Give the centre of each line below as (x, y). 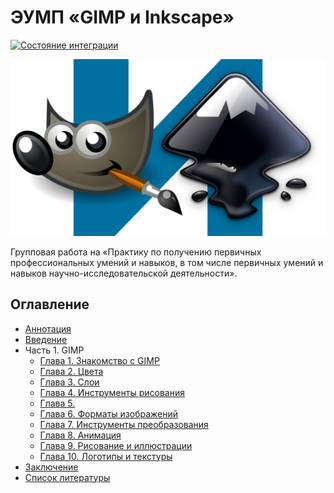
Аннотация (48, 328)
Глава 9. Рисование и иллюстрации (116, 445)
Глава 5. (57, 403)
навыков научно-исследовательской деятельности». (124, 273)
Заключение (51, 467)
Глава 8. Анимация (80, 435)
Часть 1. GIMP (54, 350)
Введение (46, 339)
